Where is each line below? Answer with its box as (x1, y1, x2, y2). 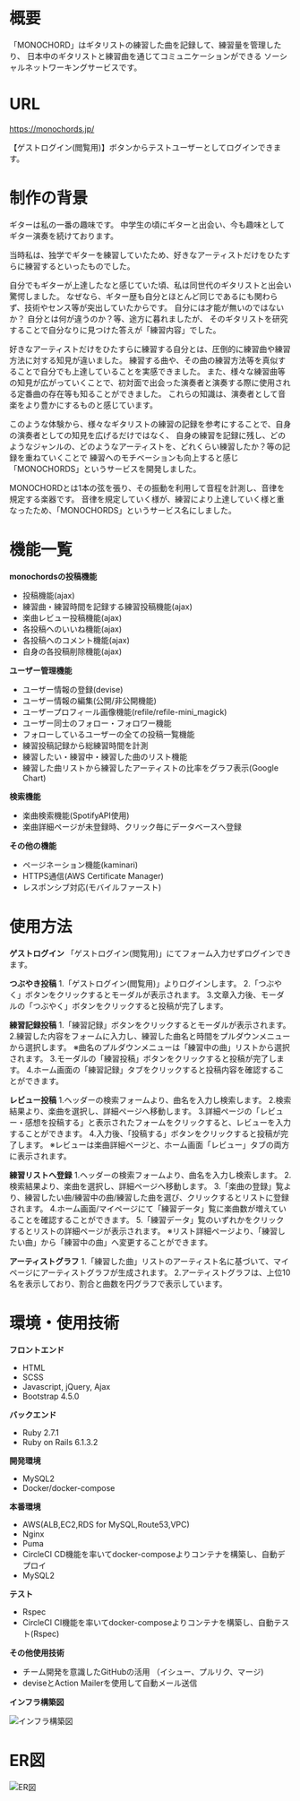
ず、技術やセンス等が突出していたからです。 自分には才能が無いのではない (9, 302, 285, 313)
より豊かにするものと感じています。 (24, 400, 159, 410)
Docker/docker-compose (21, 1482, 116, 1493)
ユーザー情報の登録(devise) (21, 684, 124, 694)
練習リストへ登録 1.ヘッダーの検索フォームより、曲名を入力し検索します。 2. (9, 1169, 292, 1180)
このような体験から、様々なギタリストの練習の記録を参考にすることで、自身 (9, 418, 292, 429)
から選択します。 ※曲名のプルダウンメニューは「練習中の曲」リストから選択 (9, 1041, 291, 1053)
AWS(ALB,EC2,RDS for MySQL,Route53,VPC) (21, 1519, 190, 1530)
